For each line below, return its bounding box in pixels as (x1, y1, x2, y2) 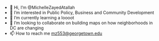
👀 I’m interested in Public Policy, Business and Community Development (9, 10, 155, 15)
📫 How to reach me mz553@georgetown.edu (9, 30, 102, 36)
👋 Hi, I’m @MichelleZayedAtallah (9, 5, 75, 10)
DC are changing (9, 25, 44, 31)
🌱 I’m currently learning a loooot (9, 15, 75, 20)
